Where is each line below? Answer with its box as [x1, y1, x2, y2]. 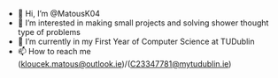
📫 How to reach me [17, 46, 91, 56]
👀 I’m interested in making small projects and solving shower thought [17, 18, 269, 28]
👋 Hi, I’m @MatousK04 [17, 9, 100, 18]
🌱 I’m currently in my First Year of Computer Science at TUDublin [17, 36, 255, 46]
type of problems [17, 27, 81, 37]
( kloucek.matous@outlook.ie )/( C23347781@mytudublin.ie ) [17, 59, 232, 69]
